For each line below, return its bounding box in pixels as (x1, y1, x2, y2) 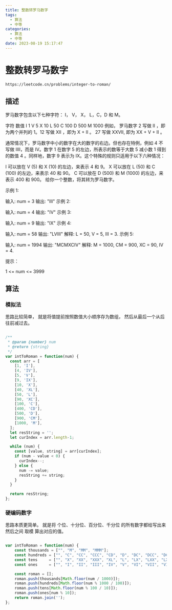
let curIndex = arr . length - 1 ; (10, 435, 74, 440)
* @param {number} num (7, 339, 56, 345)
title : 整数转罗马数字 (5, 7, 49, 13)
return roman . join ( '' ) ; (14, 595, 66, 600)
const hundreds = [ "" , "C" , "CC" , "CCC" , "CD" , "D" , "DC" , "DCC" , (14, 553, 159, 558)
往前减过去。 (5, 320, 32, 326)
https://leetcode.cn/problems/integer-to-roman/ (5, 82, 111, 87)
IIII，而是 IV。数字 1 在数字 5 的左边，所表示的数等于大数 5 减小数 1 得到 (15, 146, 166, 152)
